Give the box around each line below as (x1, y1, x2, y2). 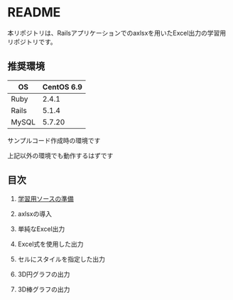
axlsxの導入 (17, 209, 52, 218)
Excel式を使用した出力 (17, 240, 84, 248)
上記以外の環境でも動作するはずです (7, 151, 114, 160)
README (7, 4, 61, 21)
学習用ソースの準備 (17, 194, 75, 203)
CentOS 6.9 (42, 82, 83, 92)
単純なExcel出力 (17, 225, 65, 233)
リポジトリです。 (7, 37, 57, 46)
